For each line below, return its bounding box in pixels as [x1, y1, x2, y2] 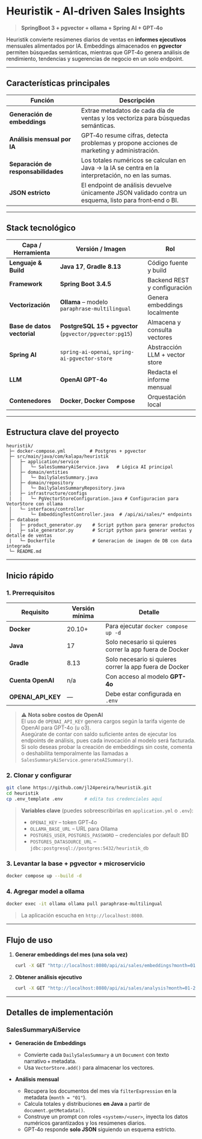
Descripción [119, 96, 155, 104]
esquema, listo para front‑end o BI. [81, 196, 179, 204]
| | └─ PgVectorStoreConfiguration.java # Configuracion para [8, 496, 179, 502]
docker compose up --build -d [6, 873, 82, 879]
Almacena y [147, 318, 182, 326]
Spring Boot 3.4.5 [60, 279, 111, 288]
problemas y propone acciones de [81, 139, 178, 147]
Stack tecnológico [6, 223, 76, 233]
